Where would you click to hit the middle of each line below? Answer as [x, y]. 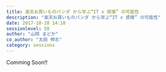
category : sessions [31, 46]
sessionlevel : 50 [28, 28]
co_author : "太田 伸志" [34, 40]
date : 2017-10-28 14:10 [36, 23]
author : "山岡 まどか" [32, 34]
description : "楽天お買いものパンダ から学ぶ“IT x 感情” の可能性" [84, 17]
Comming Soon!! [27, 62]
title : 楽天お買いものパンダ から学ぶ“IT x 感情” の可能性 [73, 12]
